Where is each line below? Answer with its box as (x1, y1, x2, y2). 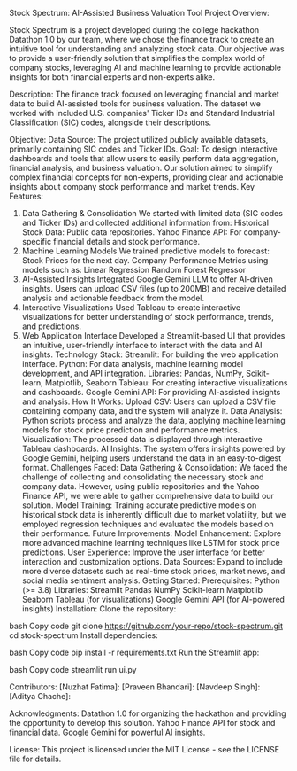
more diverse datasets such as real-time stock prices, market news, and (21, 566, 286, 576)
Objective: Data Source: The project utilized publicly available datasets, (9, 135, 269, 144)
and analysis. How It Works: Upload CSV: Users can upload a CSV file (21, 396, 277, 407)
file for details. (9, 753, 62, 764)
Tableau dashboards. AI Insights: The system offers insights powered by (21, 443, 286, 454)
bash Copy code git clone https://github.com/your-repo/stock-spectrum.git (9, 620, 284, 631)
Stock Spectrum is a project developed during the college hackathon (9, 25, 259, 35)
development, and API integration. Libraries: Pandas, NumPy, (21, 368, 245, 378)
